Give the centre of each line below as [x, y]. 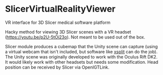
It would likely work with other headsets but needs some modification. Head [82, 62]
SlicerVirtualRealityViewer [60, 9]
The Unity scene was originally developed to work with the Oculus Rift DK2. [81, 56]
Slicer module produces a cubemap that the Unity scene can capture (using [81, 46]
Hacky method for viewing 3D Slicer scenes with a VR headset [68, 32]
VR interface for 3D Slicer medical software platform [58, 22]
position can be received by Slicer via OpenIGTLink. [57, 67]
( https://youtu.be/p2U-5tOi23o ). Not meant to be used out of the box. [75, 37]
